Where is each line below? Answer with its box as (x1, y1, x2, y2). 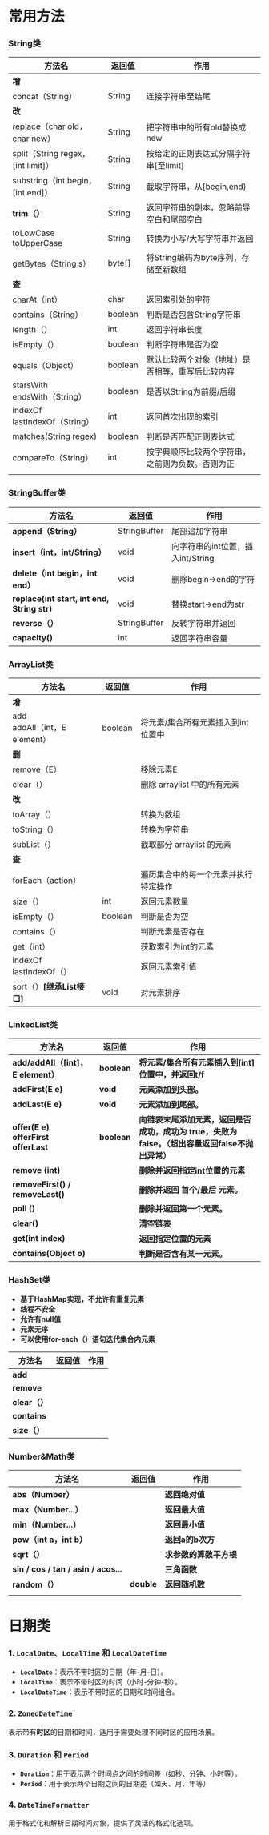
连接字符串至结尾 (146, 91, 211, 102)
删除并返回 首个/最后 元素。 (139, 1184, 243, 1195)
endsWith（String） (12, 391, 86, 403)
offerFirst (12, 1132, 50, 1143)
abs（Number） (12, 1488, 74, 1500)
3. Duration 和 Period (8, 1749, 90, 1760)
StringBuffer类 (8, 488, 66, 499)
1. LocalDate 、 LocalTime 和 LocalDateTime (8, 1648, 167, 1659)
